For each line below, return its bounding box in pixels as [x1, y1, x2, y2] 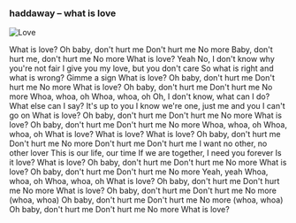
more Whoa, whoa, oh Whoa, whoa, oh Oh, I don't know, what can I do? [9, 91, 270, 102]
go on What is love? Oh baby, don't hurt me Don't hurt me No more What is [9, 110, 283, 121]
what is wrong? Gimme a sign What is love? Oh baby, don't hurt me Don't [9, 73, 276, 83]
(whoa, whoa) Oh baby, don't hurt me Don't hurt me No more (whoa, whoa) [9, 195, 284, 205]
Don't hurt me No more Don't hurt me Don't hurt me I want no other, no [9, 138, 268, 149]
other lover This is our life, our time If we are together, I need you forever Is [9, 148, 283, 158]
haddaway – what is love [9, 7, 117, 19]
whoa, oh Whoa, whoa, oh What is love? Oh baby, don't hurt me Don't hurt [9, 176, 280, 187]
